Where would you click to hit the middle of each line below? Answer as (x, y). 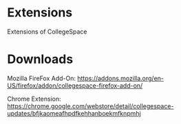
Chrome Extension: (34, 99)
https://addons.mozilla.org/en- (120, 78)
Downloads (40, 59)
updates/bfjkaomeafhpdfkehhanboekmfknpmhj (74, 113)
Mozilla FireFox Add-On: (42, 78)
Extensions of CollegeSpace (47, 32)
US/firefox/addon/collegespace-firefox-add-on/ (75, 85)
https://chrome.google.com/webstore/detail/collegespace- (90, 106)
